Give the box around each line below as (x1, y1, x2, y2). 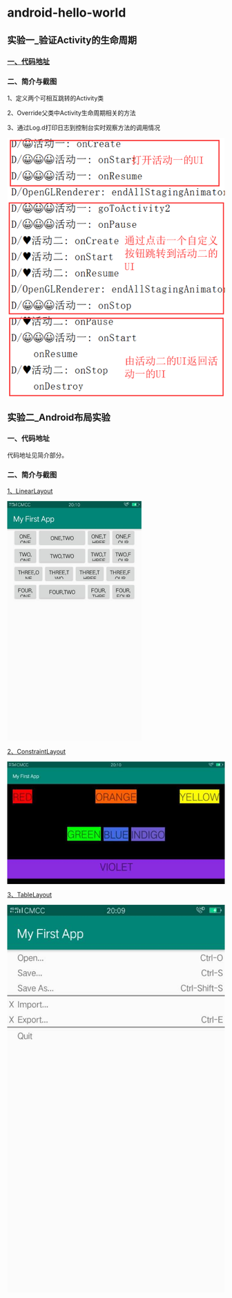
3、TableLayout (7, 891, 52, 899)
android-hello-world (7, 5, 126, 21)
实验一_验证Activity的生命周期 (7, 34, 137, 46)
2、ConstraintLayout (7, 747, 66, 755)
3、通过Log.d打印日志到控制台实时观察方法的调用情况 (7, 123, 161, 132)
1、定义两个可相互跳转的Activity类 (7, 93, 104, 102)
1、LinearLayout (7, 487, 53, 496)
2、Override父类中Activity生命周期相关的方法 (7, 109, 136, 117)
